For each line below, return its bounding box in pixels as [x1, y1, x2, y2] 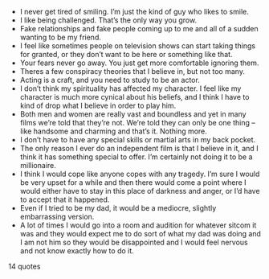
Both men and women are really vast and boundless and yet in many [19, 109, 247, 119]
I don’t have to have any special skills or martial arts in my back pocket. [19, 135, 256, 144]
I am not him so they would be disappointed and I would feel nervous [19, 237, 248, 247]
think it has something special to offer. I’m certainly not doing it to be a [19, 152, 253, 162]
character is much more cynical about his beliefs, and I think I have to [19, 92, 250, 101]
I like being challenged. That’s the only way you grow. [19, 15, 198, 25]
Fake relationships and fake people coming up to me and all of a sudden [19, 24, 259, 33]
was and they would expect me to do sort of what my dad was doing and [19, 229, 261, 238]
